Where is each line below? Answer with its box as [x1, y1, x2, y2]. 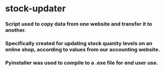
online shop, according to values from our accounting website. [5, 46, 161, 53]
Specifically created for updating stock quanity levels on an [5, 40, 153, 47]
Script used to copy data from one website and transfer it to [5, 21, 153, 28]
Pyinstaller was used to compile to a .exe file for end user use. [5, 59, 159, 66]
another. [5, 27, 26, 34]
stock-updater [5, 3, 66, 14]
